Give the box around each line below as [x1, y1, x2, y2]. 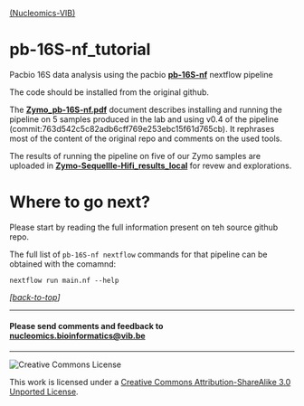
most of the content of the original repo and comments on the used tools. [9, 133, 283, 144]
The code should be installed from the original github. [9, 86, 210, 98]
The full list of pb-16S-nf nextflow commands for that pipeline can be [9, 249, 268, 260]
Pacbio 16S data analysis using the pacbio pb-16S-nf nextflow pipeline [9, 69, 273, 80]
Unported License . [9, 386, 79, 397]
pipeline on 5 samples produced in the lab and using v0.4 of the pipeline [9, 113, 279, 125]
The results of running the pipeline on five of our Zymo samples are [9, 150, 261, 161]
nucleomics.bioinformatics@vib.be [9, 330, 147, 342]
